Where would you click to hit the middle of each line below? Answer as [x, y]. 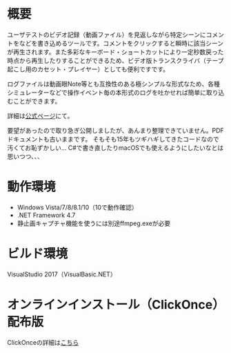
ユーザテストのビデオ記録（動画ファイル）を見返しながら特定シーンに [107, 35]
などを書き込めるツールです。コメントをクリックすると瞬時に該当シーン [121, 43]
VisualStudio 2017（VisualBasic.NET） [62, 274]
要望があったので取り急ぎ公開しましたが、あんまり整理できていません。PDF [115, 130]
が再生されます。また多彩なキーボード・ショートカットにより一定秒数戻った [115, 52]
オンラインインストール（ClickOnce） [113, 305]
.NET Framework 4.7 [46, 215]
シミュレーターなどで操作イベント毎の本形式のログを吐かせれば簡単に [107, 92]
